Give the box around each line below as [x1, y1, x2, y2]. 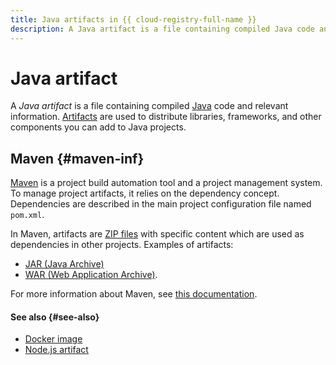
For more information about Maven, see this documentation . [10, 288, 258, 300]
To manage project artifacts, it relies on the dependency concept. [10, 187, 280, 200]
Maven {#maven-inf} [10, 150, 145, 167]
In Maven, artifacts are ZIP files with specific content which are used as [10, 228, 305, 240]
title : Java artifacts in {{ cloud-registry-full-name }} [10, 14, 257, 25]
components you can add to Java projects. [10, 121, 187, 133]
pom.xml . [10, 209, 45, 221]
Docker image [24, 333, 83, 345]
